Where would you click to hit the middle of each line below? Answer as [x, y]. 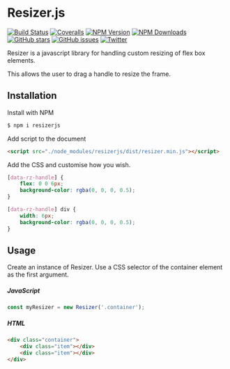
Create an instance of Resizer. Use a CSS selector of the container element [115, 267]
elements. [22, 60]
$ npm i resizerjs [34, 125]
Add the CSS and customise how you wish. [69, 164]
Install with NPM [31, 112]
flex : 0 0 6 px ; [42, 184]
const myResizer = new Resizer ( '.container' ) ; [76, 308]
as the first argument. [38, 275]
